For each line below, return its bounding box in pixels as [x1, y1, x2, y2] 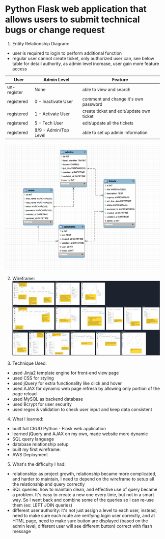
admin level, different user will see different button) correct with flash [12, 523, 152, 529]
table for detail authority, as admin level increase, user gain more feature [12, 61, 160, 66]
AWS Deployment [12, 451, 48, 457]
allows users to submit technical [5, 14, 140, 25]
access [12, 65, 27, 72]
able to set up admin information [82, 129, 148, 136]
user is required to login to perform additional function [12, 50, 122, 56]
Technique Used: [12, 360, 47, 366]
